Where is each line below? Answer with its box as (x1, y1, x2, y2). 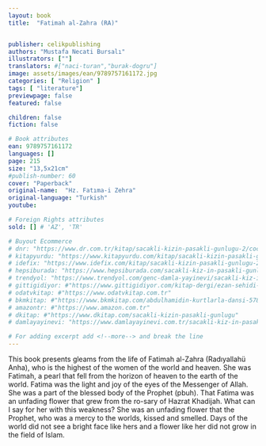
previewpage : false (8, 92, 73, 100)
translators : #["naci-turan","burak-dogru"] (8, 63, 158, 71)
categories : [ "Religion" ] (8, 77, 101, 85)
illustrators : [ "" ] (8, 55, 73, 63)
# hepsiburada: (8, 267, 59, 275)
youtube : (8, 201, 37, 210)
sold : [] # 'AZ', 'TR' (8, 223, 83, 231)
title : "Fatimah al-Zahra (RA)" (8, 19, 119, 27)
